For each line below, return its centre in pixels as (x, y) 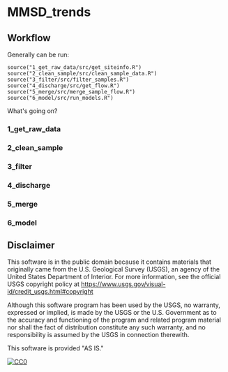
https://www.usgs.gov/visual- (123, 284)
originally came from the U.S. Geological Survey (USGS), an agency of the (114, 269)
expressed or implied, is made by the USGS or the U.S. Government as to (112, 313)
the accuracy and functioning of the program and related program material (114, 320)
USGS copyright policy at (44, 284)
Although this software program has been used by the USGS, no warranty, (114, 305)
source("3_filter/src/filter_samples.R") (68, 80)
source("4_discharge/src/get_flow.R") (63, 86)
